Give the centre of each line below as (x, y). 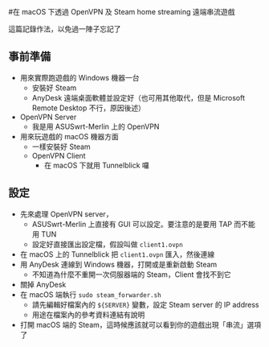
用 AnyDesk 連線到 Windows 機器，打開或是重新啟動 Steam (118, 264)
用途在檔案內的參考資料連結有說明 (88, 314)
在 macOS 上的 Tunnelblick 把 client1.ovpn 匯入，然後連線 (117, 254)
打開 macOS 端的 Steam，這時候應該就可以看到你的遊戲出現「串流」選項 (141, 324)
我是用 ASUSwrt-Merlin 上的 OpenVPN (96, 126)
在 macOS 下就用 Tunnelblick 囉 (97, 165)
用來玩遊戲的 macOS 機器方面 (69, 136)
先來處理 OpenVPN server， (66, 214)
